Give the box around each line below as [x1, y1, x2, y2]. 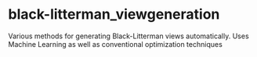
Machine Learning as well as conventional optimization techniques [8, 39, 223, 48]
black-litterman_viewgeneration [8, 5, 220, 23]
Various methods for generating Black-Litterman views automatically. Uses [8, 31, 249, 41]
